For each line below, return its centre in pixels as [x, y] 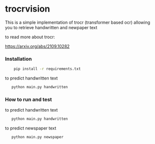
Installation [19, 59]
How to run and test [28, 99]
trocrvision [28, 9]
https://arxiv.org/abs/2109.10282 [37, 46]
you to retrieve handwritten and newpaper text [51, 27]
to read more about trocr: [30, 37]
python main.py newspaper [37, 137]
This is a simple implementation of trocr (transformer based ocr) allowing [78, 22]
